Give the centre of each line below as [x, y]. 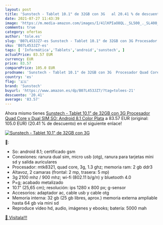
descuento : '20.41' [25, 95]
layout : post [18, 9]
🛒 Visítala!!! [16, 218]
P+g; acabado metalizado [38, 182]
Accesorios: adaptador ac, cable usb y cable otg [60, 193]
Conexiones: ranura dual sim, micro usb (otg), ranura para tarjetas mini [83, 157]
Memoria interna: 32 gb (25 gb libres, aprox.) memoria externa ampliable [85, 198]
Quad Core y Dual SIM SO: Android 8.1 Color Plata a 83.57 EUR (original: [77, 119]
